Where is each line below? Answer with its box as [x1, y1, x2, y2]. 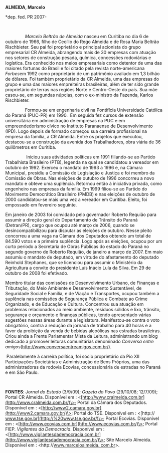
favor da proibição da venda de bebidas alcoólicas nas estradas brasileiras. [5, 328, 161, 334]
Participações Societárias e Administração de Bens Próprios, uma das [5, 359, 149, 365]
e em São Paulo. [5, 369, 39, 375]
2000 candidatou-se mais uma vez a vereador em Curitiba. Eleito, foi [5, 196, 147, 202]
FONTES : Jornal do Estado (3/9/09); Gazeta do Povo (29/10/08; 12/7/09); [5, 389, 158, 395]
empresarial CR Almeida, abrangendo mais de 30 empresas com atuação [5, 50, 156, 55]
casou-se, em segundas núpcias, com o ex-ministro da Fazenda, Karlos [5, 92, 153, 98]
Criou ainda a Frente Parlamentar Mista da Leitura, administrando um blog [5, 333, 158, 339]
